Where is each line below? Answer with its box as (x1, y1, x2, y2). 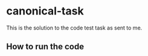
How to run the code (6, 42, 85, 52)
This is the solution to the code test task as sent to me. (6, 24, 143, 31)
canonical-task (6, 4, 84, 18)
